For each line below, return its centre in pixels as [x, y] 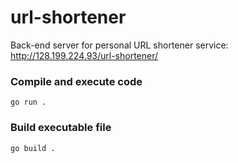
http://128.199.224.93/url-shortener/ [84, 55]
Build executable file [61, 128]
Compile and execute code [76, 81]
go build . [33, 148]
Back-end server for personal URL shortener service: [119, 45]
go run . [28, 102]
